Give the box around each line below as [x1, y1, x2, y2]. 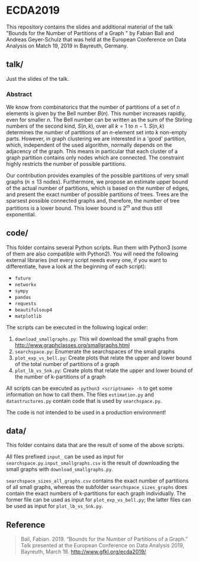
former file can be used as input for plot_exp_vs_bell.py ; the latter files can [6, 496, 191, 503]
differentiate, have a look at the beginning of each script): [6, 263, 146, 270]
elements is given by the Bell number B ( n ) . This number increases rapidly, [6, 110, 187, 117]
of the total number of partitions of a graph [14, 360, 120, 367]
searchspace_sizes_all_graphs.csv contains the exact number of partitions [6, 477, 189, 484]
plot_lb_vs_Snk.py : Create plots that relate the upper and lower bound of [14, 367, 193, 374]
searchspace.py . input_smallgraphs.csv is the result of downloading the [6, 459, 179, 467]
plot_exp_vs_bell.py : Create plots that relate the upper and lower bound [14, 354, 192, 361]
